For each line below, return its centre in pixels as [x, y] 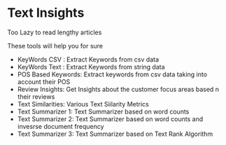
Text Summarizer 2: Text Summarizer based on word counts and [110, 119]
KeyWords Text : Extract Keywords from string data [91, 67]
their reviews [36, 97]
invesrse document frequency [61, 126]
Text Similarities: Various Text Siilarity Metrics [83, 104]
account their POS [44, 81]
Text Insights [46, 13]
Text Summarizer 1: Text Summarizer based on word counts [103, 111]
